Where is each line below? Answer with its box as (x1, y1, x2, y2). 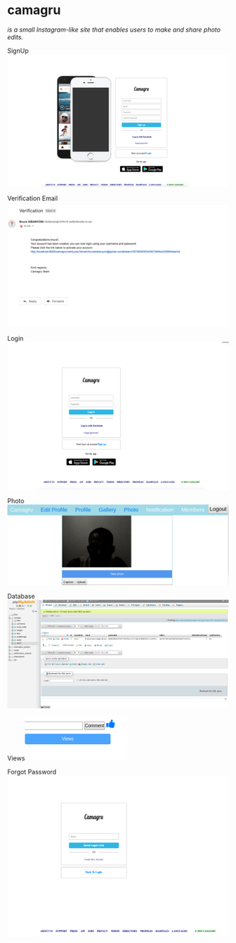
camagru (7, 2, 61, 18)
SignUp (7, 46, 29, 55)
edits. (7, 32, 23, 41)
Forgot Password (7, 767, 57, 776)
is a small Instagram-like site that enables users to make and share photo (7, 25, 221, 34)
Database (7, 592, 35, 601)
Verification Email (7, 194, 58, 202)
